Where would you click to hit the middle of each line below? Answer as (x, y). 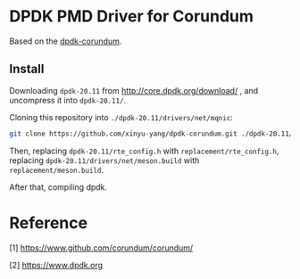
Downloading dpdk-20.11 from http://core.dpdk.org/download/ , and (134, 90)
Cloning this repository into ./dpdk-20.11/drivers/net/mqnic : (121, 117)
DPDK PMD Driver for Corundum (132, 16)
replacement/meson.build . (57, 169)
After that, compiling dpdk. (58, 187)
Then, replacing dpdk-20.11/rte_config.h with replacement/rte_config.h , (144, 151)
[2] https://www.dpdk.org (56, 265)
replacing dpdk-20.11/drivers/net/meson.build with (104, 160)
